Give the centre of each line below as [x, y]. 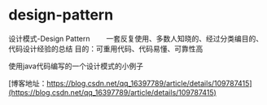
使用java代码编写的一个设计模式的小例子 [76, 66]
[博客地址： [28, 83]
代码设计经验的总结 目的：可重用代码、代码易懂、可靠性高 [106, 48]
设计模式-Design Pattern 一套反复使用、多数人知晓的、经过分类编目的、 [136, 38]
